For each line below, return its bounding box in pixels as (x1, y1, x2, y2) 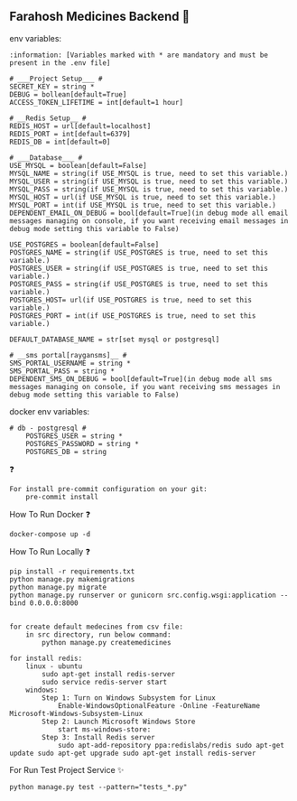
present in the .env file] (9, 58, 111, 68)
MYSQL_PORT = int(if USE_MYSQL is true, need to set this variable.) (9, 200, 277, 210)
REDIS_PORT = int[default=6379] (9, 129, 131, 138)
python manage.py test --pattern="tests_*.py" (9, 782, 188, 791)
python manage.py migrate (9, 582, 107, 591)
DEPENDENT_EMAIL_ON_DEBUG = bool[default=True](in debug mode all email (9, 209, 289, 218)
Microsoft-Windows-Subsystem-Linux (9, 709, 144, 718)
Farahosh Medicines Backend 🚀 (9, 9, 190, 24)
